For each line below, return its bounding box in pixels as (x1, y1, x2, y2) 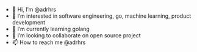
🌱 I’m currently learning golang (12, 25, 90, 32)
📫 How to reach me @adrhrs (12, 39, 86, 46)
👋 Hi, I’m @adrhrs (12, 6, 57, 13)
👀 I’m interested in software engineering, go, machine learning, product (12, 12, 192, 20)
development (12, 19, 46, 26)
